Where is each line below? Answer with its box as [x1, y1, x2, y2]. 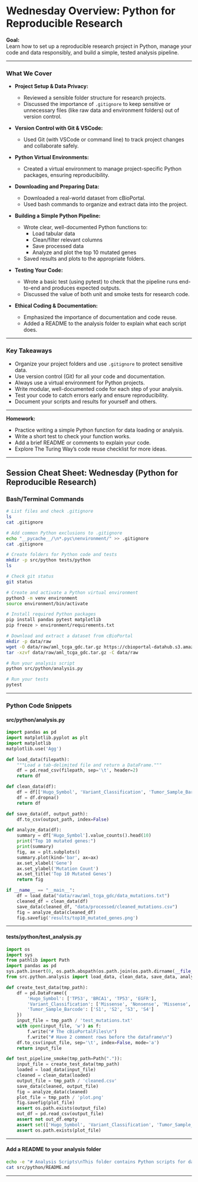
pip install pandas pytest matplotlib [6, 617, 101, 623]
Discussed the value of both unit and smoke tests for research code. [23, 291, 190, 298]
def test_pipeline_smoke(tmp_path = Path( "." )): [6, 1056, 123, 1062]
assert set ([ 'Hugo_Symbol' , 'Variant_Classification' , [16, 1122, 154, 1128]
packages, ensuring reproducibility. [23, 172, 110, 179]
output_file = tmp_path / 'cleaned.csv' [16, 1078, 117, 1084]
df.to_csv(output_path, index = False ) [16, 816, 110, 823]
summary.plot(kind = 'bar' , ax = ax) [16, 855, 99, 860]
